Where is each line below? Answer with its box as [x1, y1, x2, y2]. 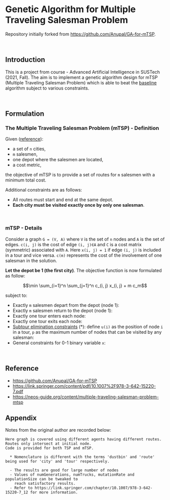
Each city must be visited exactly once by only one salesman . [12, 202, 145, 208]
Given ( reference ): [5, 136, 44, 142]
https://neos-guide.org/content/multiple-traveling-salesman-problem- [12, 393, 159, 400]
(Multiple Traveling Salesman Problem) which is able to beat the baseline [5, 79, 157, 85]
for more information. [30, 490, 78, 495]
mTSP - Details [5, 224, 42, 232]
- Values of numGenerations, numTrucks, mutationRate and [10, 472, 135, 477]
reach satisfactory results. [14, 481, 76, 486]
